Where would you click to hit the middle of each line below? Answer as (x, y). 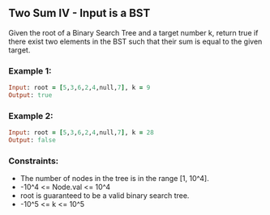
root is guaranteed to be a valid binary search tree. (105, 196)
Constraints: (34, 161)
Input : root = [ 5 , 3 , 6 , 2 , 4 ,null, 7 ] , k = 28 (81, 133)
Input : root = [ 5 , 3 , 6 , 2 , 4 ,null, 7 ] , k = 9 (79, 88)
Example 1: (30, 70)
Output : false (32, 141)
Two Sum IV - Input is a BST (79, 13)
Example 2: (31, 116)
